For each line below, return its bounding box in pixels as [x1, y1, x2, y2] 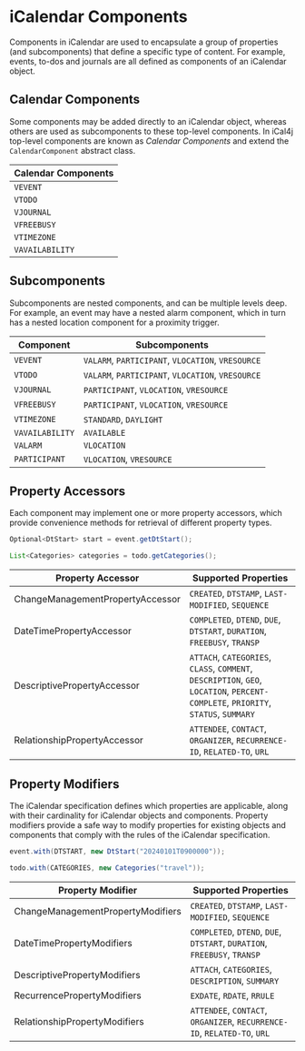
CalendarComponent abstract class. [9, 145, 136, 156]
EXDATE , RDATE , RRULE [190, 989, 275, 1002]
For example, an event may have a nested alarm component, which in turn [9, 307, 286, 318]
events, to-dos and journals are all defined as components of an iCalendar [9, 56, 288, 66]
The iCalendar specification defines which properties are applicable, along [9, 800, 289, 811]
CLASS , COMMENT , [189, 662, 253, 675]
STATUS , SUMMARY [189, 708, 256, 721]
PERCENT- [231, 687, 270, 697]
